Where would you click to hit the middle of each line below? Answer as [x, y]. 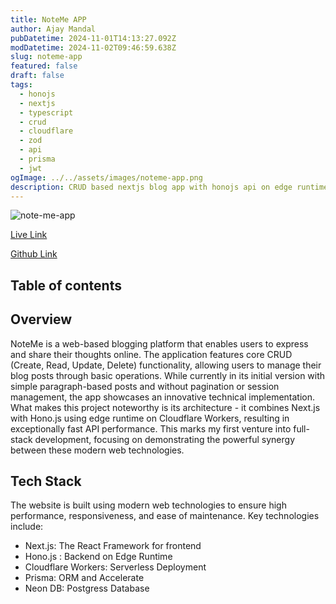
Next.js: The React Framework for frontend [113, 546]
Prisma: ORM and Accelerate [84, 578]
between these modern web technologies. [97, 450]
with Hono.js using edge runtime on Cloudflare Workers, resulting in [150, 418]
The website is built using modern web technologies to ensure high [148, 505]
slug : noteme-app [46, 57]
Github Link [34, 254]
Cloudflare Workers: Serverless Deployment [115, 567]
